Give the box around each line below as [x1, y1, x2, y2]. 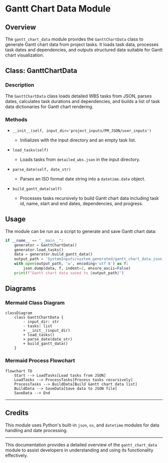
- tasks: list [23, 323, 52, 329]
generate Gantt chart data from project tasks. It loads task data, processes [5, 41, 159, 47]
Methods [5, 116, 27, 123]
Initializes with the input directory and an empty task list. [19, 137, 136, 143]
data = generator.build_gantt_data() [14, 252, 93, 257]
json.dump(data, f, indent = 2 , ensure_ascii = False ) [23, 266, 131, 271]
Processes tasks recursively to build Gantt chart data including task [19, 195, 159, 201]
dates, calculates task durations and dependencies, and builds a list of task [5, 98, 160, 104]
